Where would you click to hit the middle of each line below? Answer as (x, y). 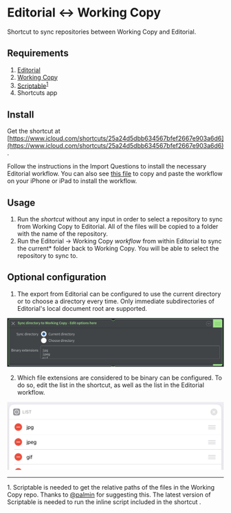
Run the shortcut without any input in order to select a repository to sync (120, 219)
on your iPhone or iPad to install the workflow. (72, 181)
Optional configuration (57, 277)
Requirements (38, 53)
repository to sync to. (47, 256)
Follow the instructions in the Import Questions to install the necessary (107, 166)
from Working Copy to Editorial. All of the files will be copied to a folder (118, 227)
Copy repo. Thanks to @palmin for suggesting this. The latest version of (109, 494)
